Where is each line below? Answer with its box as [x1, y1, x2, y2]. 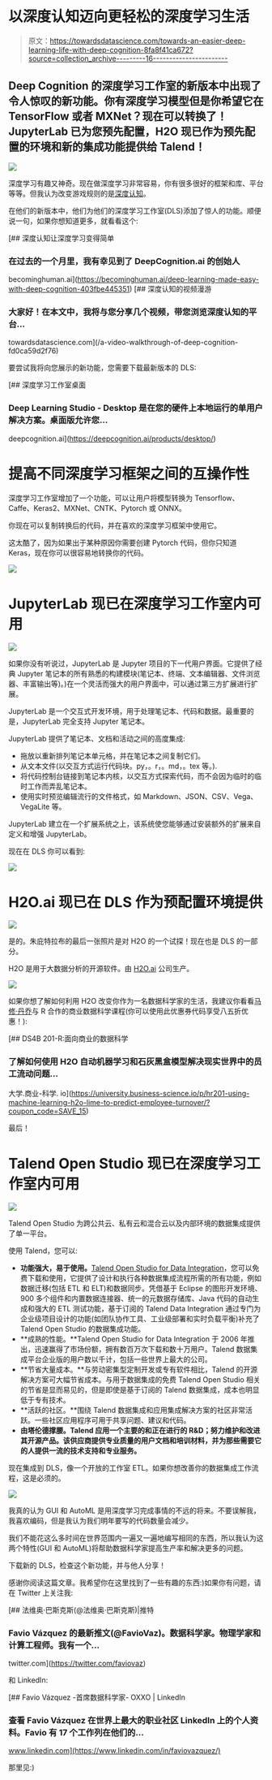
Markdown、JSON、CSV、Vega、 [142, 791, 258, 801]
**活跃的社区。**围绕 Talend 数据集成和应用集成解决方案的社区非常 [19, 1405, 245, 1415]
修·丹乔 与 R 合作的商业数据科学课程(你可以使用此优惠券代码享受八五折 [8, 1006, 242, 1016]
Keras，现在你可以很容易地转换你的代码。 [8, 547, 148, 557]
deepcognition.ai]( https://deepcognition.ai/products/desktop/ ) [8, 434, 216, 443]
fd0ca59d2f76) [8, 346, 59, 356]
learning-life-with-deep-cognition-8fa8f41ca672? [28, 45, 193, 54]
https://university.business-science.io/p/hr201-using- [71, 1088, 250, 1098]
